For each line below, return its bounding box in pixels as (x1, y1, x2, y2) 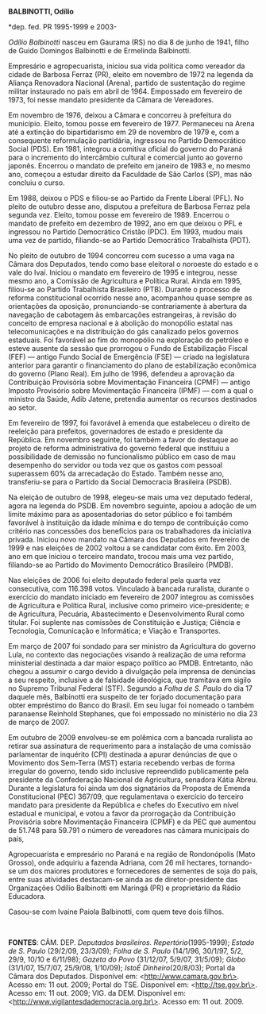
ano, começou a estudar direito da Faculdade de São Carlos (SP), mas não (8, 170, 253, 179)
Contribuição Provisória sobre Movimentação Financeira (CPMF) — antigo (8, 377, 251, 387)
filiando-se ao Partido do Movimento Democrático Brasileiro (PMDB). (8, 560, 233, 569)
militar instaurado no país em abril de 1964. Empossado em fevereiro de (8, 87, 243, 96)
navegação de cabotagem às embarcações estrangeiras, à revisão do (8, 310, 237, 319)
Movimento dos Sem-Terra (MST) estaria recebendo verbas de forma (8, 758, 236, 767)
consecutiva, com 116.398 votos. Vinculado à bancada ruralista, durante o (8, 584, 250, 593)
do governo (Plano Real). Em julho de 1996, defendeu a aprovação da (8, 369, 235, 378)
